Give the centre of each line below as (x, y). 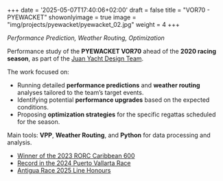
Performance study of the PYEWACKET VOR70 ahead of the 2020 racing (112, 51)
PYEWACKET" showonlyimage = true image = (72, 17)
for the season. (38, 122)
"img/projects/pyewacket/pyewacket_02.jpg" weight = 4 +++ (94, 24)
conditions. (33, 107)
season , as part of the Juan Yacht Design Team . (75, 58)
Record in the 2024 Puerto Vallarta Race (74, 163)
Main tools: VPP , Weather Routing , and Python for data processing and (109, 135)
